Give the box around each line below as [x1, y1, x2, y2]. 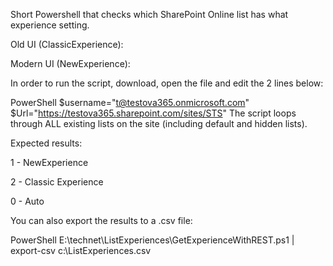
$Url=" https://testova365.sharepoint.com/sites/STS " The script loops [10, 107, 297, 119]
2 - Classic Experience [10, 176, 104, 188]
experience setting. [10, 19, 90, 31]
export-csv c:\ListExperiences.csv [10, 245, 152, 256]
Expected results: [10, 137, 83, 149]
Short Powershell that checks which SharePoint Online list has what [10, 9, 289, 20]
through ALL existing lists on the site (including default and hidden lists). [10, 118, 308, 129]
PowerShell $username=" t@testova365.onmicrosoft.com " [10, 97, 250, 108]
